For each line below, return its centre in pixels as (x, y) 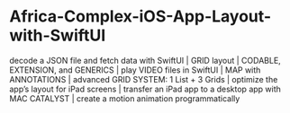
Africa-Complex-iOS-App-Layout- (140, 17)
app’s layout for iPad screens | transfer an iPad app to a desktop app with (145, 89)
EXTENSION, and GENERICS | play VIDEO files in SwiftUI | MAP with (135, 70)
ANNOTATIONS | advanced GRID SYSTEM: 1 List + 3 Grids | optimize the (144, 79)
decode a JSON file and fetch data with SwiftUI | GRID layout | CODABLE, (145, 60)
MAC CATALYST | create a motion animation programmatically (125, 98)
